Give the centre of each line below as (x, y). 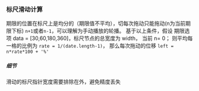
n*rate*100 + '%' (28, 52)
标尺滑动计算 (25, 9)
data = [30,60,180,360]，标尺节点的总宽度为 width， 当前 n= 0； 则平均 (100, 38)
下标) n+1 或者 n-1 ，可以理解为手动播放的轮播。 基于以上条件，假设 (92, 31)
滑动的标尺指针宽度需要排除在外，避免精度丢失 (63, 82)
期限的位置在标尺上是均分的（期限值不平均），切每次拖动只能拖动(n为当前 (96, 23)
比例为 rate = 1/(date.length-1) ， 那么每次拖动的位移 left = (98, 46)
